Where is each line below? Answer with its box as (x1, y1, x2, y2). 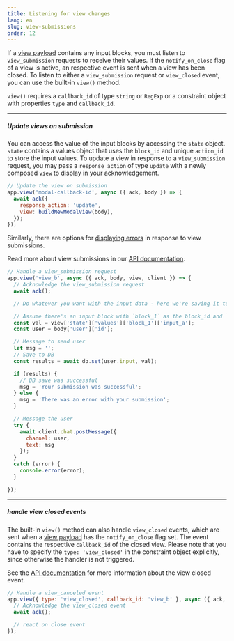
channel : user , (25, 435, 70, 442)
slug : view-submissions (7, 23, 77, 30)
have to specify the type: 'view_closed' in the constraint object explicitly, (7, 548, 219, 556)
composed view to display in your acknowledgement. (7, 169, 159, 178)
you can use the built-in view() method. (7, 78, 121, 87)
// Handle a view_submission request (7, 268, 117, 275)
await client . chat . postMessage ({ (19, 428, 117, 435)
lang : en (7, 17, 33, 24)
